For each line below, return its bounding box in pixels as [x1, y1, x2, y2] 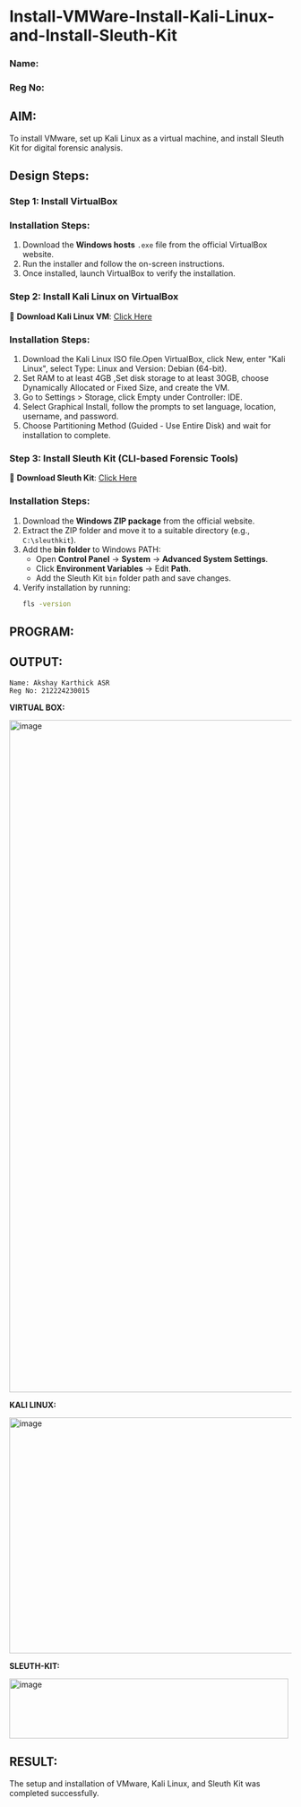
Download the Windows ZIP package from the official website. [21, 515, 255, 526]
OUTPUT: [9, 654, 63, 670]
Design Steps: [9, 169, 90, 184]
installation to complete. [21, 430, 111, 441]
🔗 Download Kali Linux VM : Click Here [9, 311, 152, 322]
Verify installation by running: [21, 582, 131, 592]
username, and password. [21, 411, 119, 422]
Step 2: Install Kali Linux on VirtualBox [9, 290, 179, 303]
